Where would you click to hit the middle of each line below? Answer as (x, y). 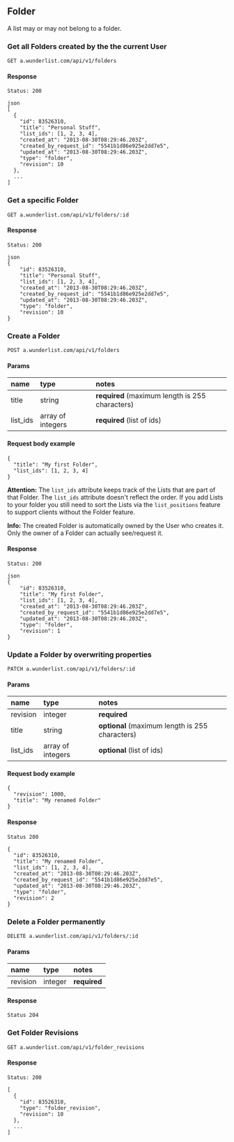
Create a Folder (34, 336)
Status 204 (23, 1016)
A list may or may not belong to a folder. (64, 28)
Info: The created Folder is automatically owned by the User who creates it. (116, 525)
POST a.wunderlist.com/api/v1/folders (63, 351)
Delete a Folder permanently (56, 921)
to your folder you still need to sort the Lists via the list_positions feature (114, 504)
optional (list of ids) (131, 750)
